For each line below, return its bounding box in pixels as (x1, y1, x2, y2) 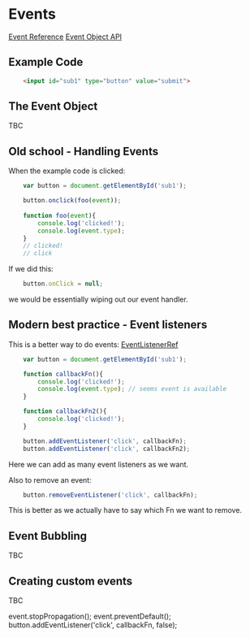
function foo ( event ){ (23, 211, 96, 219)
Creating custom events (8, 574, 133, 588)
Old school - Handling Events (8, 144, 159, 158)
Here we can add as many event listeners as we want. (8, 459, 189, 469)
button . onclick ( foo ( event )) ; (23, 197, 122, 205)
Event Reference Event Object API (8, 32, 123, 41)
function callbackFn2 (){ (23, 407, 107, 415)
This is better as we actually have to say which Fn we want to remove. (8, 506, 242, 515)
